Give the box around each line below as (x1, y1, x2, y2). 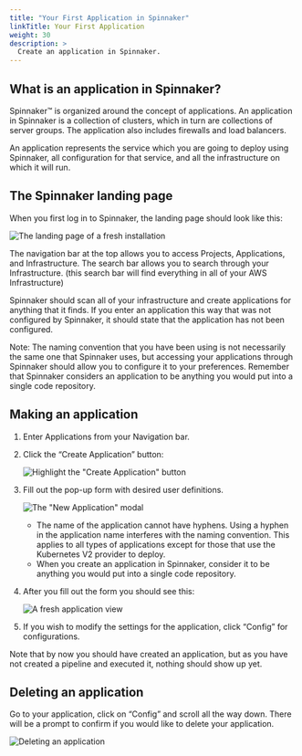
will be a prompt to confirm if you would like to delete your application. (9, 719, 275, 730)
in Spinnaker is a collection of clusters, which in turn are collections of (9, 115, 274, 126)
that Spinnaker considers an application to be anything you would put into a (9, 371, 294, 382)
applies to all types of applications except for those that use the (36, 539, 276, 550)
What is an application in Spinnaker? (9, 81, 222, 97)
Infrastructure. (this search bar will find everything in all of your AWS (9, 267, 267, 278)
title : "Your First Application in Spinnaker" (9, 13, 190, 23)
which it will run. (9, 162, 71, 173)
